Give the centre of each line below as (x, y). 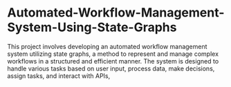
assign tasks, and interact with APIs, (59, 76)
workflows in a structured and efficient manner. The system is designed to (113, 61)
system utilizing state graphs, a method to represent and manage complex (113, 54)
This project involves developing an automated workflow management (107, 46)
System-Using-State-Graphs (92, 27)
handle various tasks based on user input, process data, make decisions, (111, 68)
